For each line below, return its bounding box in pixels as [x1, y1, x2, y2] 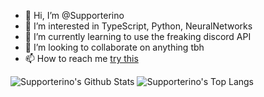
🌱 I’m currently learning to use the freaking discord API [24, 31, 252, 42]
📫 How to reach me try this [24, 53, 139, 64]
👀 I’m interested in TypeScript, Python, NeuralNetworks [24, 20, 253, 32]
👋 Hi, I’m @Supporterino [24, 10, 125, 21]
